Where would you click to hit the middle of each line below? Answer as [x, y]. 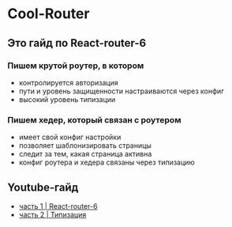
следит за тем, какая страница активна [85, 154]
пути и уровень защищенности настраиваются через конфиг [122, 91]
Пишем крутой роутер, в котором [76, 66]
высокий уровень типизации [67, 99]
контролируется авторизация [69, 82]
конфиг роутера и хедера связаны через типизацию [107, 162]
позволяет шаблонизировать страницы [85, 146]
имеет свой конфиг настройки [70, 137]
